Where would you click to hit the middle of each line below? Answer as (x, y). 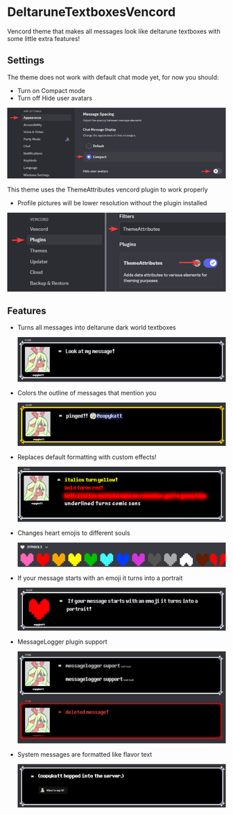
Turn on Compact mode (51, 90)
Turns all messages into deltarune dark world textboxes (96, 327)
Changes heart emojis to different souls (74, 533)
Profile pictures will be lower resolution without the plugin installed (112, 203)
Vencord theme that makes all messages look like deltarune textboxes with (114, 31)
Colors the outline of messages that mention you (87, 393)
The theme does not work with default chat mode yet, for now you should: (113, 77)
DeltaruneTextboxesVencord (92, 12)
